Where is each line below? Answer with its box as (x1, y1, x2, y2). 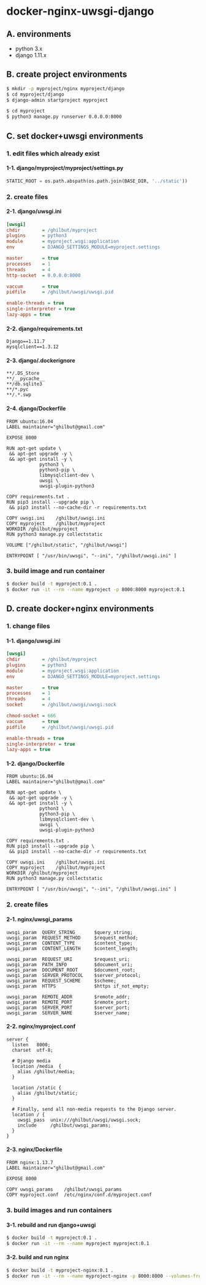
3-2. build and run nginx (6, 1254, 69, 1261)
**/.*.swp (6, 392, 32, 398)
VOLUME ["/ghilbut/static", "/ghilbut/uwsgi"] (6, 542, 128, 548)
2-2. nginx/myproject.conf (6, 1023, 76, 1030)
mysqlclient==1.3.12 (6, 344, 59, 350)
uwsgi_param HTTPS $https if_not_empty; (6, 983, 150, 989)
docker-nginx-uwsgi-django (6, 4, 154, 18)
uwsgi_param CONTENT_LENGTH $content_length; (6, 945, 139, 952)
